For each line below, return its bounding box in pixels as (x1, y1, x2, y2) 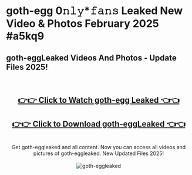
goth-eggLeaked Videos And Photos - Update (6, 53, 177, 63)
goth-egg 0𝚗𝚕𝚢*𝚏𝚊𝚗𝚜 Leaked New (6, 4, 183, 18)
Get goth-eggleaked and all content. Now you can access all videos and (11, 144, 186, 151)
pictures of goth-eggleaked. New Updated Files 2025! (33, 150, 164, 157)
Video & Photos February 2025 (6, 17, 160, 31)
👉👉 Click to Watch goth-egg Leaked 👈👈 (18, 95, 180, 105)
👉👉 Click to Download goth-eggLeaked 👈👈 (11, 119, 186, 129)
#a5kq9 (6, 29, 45, 43)
